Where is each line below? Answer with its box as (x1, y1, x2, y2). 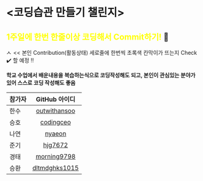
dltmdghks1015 (32, 164, 79, 172)
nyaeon (45, 129, 67, 138)
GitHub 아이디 (35, 95, 75, 104)
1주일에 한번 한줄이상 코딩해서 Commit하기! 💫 (6, 32, 169, 42)
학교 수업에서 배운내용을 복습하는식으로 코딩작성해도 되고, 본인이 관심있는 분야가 (6, 71, 196, 79)
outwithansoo (35, 107, 75, 115)
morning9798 (35, 152, 76, 160)
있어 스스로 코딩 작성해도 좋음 (6, 79, 76, 86)
